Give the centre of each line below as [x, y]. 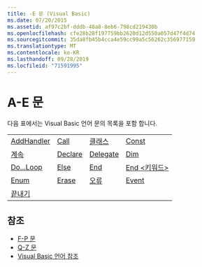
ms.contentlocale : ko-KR [43, 53]
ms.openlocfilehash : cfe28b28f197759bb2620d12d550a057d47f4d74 [101, 33]
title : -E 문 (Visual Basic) [49, 14]
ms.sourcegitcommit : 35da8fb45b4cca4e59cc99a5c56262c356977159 [101, 40]
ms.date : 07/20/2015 [37, 20]
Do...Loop [27, 167]
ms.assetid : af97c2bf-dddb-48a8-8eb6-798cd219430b [82, 27]
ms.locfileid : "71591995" [45, 66]
